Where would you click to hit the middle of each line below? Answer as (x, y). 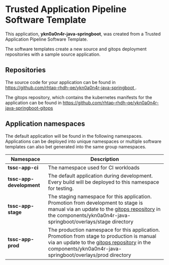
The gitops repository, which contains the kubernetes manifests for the (79, 97)
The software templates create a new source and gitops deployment (76, 49)
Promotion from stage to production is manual (102, 236)
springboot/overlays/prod (78, 255)
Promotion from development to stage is (96, 203)
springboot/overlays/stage (79, 221)
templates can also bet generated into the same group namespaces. (76, 146)
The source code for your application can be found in (60, 82)
